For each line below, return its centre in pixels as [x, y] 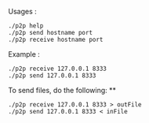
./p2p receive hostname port [56, 39]
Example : [24, 54]
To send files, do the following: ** [62, 90]
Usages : [22, 11]
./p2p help [26, 26]
